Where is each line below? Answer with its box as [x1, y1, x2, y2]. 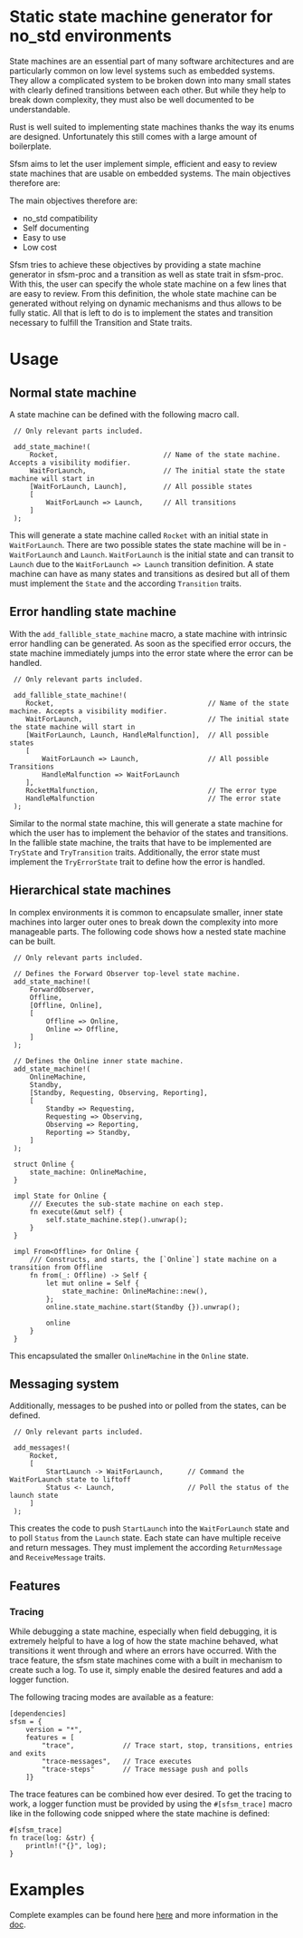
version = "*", [25, 1726, 83, 1735]
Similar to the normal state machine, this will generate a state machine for [9, 817, 283, 828]
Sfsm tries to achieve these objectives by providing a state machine [9, 259, 261, 269]
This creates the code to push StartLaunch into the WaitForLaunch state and [9, 1522, 289, 1534]
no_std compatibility [22, 212, 98, 223]
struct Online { [13, 1160, 75, 1169]
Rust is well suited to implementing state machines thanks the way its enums [9, 121, 295, 132]
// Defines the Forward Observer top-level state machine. [13, 969, 241, 978]
